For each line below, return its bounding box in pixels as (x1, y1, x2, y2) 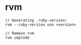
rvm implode (5, 35, 30, 40)
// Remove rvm (5, 31, 35, 36)
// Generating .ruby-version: (5, 18, 68, 23)
